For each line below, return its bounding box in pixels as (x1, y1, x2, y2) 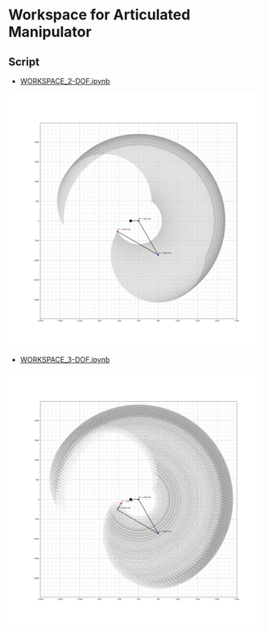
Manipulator (8, 23, 92, 41)
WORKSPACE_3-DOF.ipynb (19, 355, 110, 364)
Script (8, 55, 40, 69)
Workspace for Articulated (8, 6, 191, 24)
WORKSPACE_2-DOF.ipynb (19, 77, 110, 86)
